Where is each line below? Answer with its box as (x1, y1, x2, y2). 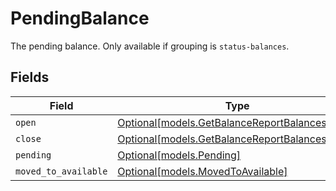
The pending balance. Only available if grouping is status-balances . (10, 40, 290, 52)
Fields (10, 69, 50, 86)
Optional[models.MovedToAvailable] (117, 164, 288, 178)
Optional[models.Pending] (117, 148, 242, 162)
